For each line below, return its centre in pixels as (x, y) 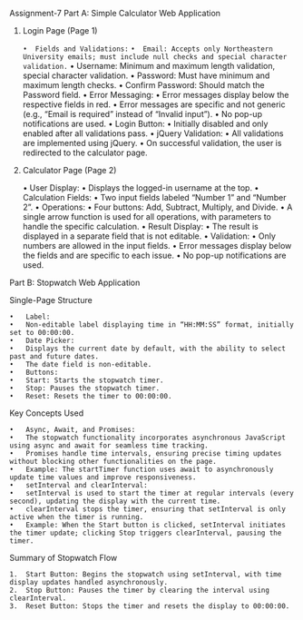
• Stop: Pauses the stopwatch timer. (85, 389)
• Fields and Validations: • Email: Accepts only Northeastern (148, 49)
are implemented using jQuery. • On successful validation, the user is (152, 143)
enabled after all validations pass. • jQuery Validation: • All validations (153, 133)
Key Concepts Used (47, 413)
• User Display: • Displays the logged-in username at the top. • (141, 188)
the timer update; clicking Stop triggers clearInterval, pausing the (146, 533)
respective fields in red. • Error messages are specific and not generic (154, 104)
